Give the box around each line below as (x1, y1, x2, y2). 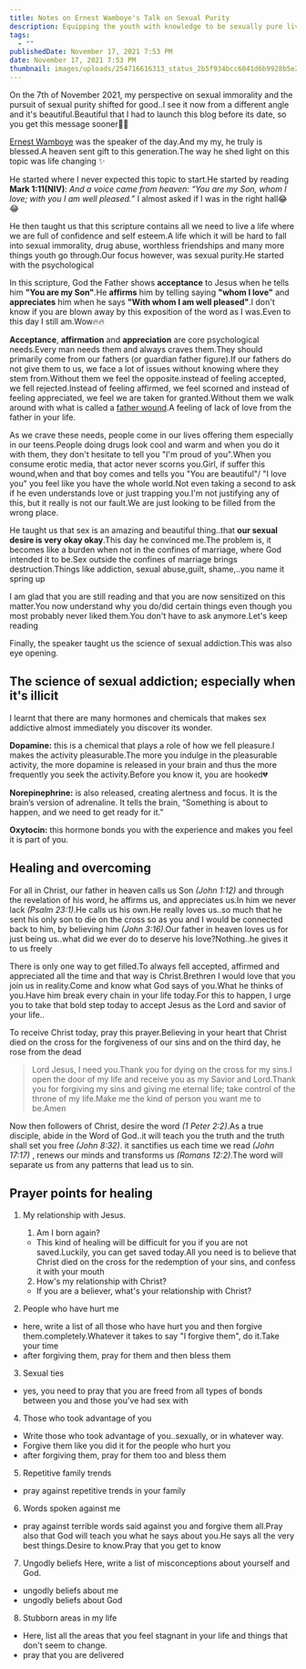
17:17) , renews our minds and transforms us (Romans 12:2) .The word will (9, 1149, 284, 1160)
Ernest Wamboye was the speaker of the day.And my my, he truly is (9, 136, 263, 147)
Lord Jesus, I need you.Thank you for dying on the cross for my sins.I (31, 1064, 292, 1075)
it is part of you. (9, 834, 69, 845)
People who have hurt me (22, 1303, 119, 1315)
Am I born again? (36, 1227, 100, 1238)
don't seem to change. (22, 1640, 107, 1651)
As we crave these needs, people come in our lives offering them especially (9, 429, 294, 440)
